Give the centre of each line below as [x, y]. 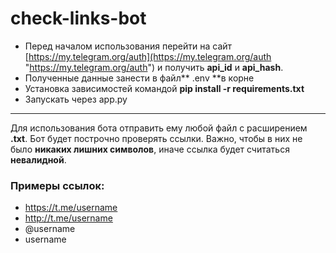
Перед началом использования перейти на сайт [128, 46]
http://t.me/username [68, 218]
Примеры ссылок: [57, 185]
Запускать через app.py [76, 99]
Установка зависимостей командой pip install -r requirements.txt [164, 88]
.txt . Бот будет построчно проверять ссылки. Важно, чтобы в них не [156, 138]
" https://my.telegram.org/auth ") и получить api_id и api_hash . [154, 67]
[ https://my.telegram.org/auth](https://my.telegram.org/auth [148, 56]
